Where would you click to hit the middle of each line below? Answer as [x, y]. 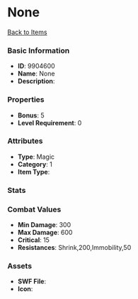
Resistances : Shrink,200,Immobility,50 [74, 248]
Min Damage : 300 [44, 225]
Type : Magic [36, 157]
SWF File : [32, 281]
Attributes [25, 141]
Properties [26, 100]
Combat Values [34, 209]
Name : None [36, 74]
